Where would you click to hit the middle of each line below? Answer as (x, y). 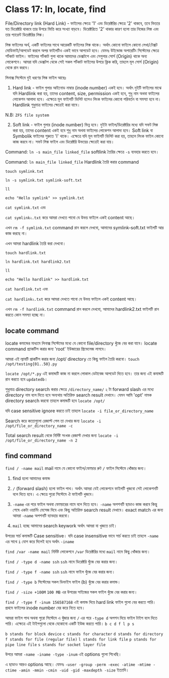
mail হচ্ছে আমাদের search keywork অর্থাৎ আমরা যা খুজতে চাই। (65, 525)
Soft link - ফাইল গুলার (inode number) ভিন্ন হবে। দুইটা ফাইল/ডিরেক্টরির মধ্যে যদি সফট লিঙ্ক (85, 124)
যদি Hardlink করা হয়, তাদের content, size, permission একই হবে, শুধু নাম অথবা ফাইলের (86, 93)
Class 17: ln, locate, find (56, 9)
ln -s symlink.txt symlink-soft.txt (44, 180)
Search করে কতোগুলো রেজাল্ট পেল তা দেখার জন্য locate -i (53, 421)
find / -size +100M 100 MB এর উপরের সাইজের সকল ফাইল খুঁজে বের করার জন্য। (71, 592)
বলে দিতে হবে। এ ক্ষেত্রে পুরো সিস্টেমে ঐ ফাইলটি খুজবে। (53, 494)
